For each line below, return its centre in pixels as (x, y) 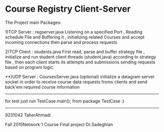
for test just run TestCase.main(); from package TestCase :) (65, 101)
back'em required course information (42, 87)
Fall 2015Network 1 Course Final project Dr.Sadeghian (59, 124)
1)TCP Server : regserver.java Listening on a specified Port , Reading (74, 32)
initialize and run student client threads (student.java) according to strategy (81, 57)
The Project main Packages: (33, 22)
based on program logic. (30, 67)
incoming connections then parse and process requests (61, 42)
